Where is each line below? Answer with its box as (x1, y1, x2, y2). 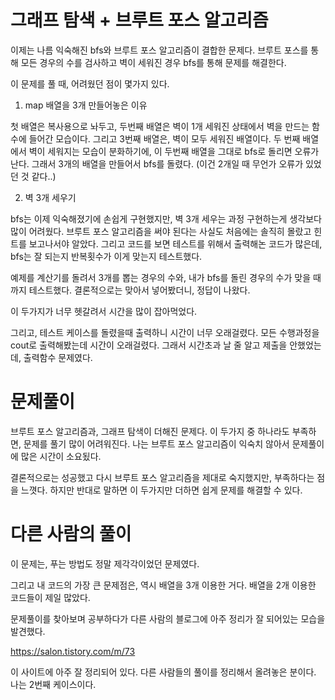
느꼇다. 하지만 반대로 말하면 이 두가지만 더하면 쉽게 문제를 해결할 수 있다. (20, 484, 303, 496)
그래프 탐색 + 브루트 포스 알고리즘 (10, 9, 269, 32)
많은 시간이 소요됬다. (20, 450, 102, 462)
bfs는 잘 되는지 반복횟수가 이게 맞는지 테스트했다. (10, 250, 203, 262)
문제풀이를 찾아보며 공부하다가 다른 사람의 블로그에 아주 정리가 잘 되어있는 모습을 (10, 612, 326, 625)
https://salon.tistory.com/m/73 (10, 645, 136, 657)
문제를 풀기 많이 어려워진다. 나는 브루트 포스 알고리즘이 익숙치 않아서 (23, 437, 290, 450)
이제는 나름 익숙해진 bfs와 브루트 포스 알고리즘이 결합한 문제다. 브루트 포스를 (10, 44, 309, 56)
